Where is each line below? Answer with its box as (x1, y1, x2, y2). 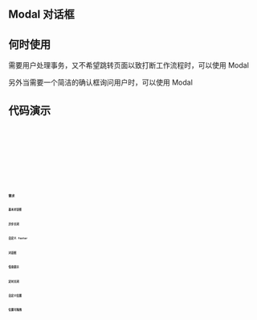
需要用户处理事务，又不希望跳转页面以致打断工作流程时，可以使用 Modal (8, 60, 249, 70)
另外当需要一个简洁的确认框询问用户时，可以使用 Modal (8, 77, 193, 87)
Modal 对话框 (8, 7, 75, 22)
